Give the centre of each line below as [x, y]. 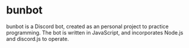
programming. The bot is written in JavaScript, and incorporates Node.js [95, 32]
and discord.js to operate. [38, 39]
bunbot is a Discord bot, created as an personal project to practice [87, 26]
